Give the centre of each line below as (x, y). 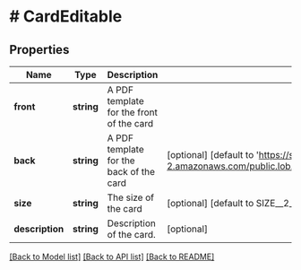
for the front (133, 112)
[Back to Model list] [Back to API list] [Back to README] (112, 257)
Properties (39, 50)
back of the (131, 172)
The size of (131, 197)
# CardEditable (66, 17)
